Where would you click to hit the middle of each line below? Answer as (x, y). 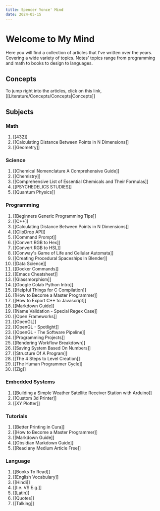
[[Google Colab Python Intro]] (43, 284)
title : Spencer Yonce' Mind (35, 10)
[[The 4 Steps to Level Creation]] (46, 358)
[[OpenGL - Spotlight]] (36, 327)
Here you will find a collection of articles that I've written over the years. (79, 53)
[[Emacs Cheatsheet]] (35, 274)
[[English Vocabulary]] (36, 477)
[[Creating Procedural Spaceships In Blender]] (60, 258)
